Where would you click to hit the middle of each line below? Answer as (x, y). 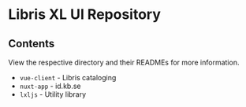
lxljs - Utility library (53, 94)
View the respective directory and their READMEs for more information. (124, 62)
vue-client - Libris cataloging (68, 77)
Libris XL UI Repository (85, 15)
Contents (32, 44)
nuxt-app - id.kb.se (50, 86)
